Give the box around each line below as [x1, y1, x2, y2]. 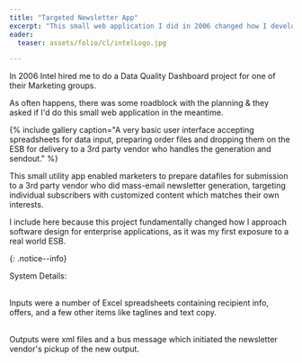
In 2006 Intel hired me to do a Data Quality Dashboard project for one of [9, 71, 276, 82]
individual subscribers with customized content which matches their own [9, 190, 280, 200]
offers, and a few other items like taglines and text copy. [9, 307, 218, 318]
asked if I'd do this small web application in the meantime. [9, 107, 224, 118]
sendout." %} [9, 154, 58, 164]
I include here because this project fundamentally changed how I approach [9, 217, 288, 227]
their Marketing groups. [9, 80, 97, 91]
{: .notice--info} [9, 253, 67, 264]
